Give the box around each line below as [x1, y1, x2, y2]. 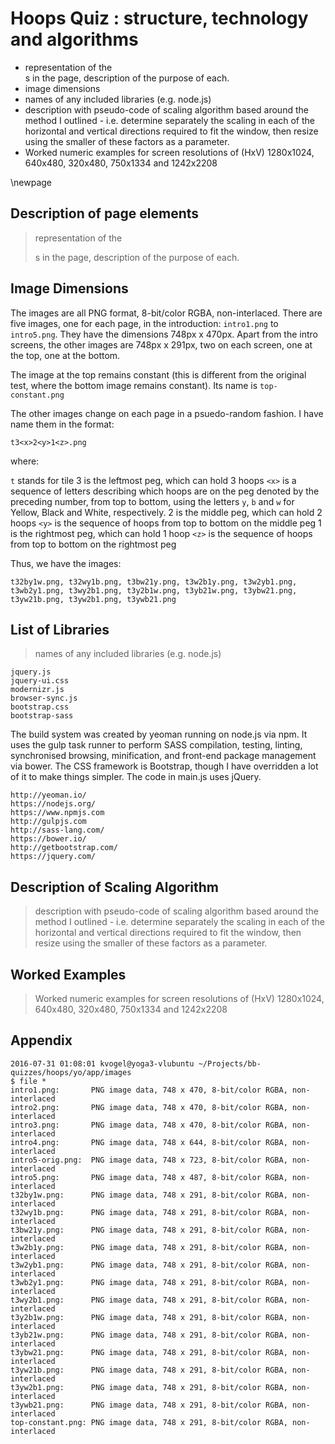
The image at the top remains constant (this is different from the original [10, 368, 307, 381]
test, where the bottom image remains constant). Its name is [10, 379, 258, 391]
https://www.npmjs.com [10, 808, 105, 818]
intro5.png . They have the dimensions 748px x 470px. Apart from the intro [10, 328, 318, 340]
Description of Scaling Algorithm [10, 878, 219, 896]
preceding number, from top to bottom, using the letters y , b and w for [10, 495, 295, 507]
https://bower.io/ [10, 834, 87, 844]
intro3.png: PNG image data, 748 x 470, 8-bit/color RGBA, [10, 1120, 288, 1130]
